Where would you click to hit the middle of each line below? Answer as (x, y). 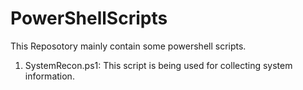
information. (49, 76)
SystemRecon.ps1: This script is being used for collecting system (158, 65)
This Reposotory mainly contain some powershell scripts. (128, 46)
